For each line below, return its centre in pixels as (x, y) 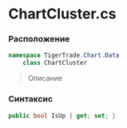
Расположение (39, 39)
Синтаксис (31, 99)
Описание (45, 78)
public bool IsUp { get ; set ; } (62, 116)
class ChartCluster (55, 63)
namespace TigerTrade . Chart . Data (64, 56)
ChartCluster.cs (62, 14)
